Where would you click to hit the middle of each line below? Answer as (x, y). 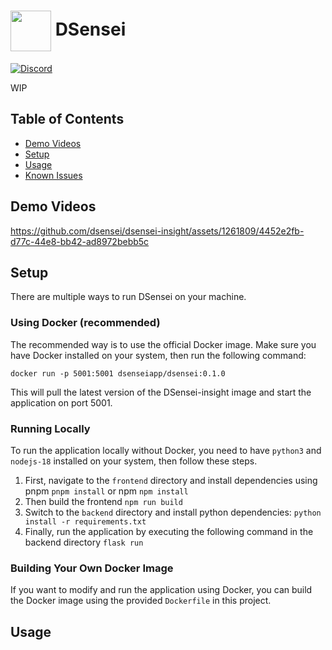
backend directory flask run (84, 542)
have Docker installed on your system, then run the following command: (158, 355)
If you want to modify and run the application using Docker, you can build (161, 590)
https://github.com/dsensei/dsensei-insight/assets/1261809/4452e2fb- (157, 231)
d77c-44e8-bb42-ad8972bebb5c (80, 241)
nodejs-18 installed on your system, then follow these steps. (134, 461)
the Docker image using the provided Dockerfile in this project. (141, 601)
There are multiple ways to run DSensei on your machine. (128, 297)
